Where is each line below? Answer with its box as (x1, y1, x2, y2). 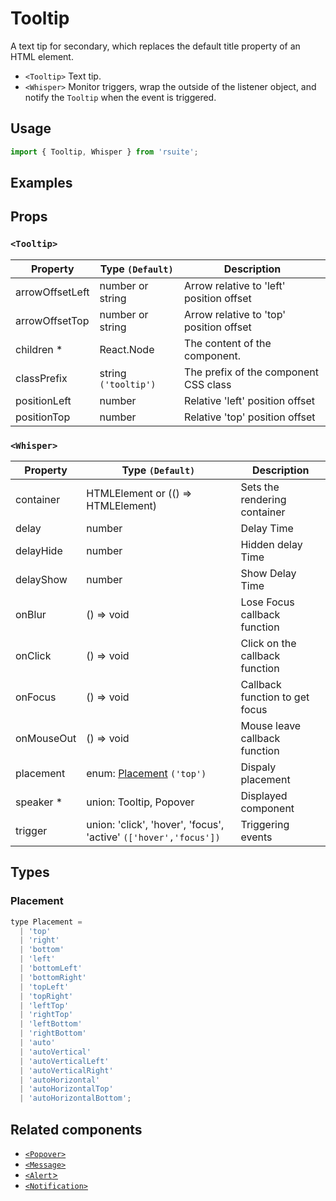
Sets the (240, 480, 280, 494)
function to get (240, 690, 310, 704)
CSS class (184, 377, 232, 391)
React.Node (99, 342, 155, 356)
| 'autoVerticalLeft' (19, 1056, 110, 1066)
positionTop (15, 410, 71, 424)
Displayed (240, 789, 288, 802)
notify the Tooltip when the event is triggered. (24, 91, 217, 103)
